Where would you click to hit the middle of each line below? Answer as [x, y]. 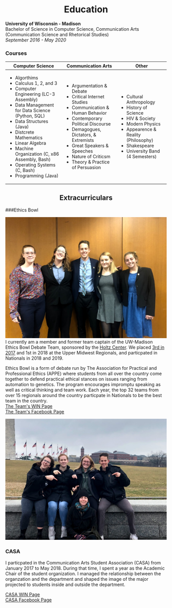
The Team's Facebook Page [35, 412]
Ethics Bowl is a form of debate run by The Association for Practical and [81, 368]
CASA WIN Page [23, 594]
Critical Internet [88, 97]
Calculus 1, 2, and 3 [36, 83]
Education [86, 9]
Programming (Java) [37, 176]
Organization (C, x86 [37, 154]
